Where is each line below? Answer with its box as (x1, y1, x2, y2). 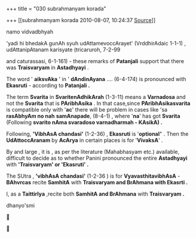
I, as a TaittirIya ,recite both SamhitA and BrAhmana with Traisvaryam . (6, 190, 185, 197)
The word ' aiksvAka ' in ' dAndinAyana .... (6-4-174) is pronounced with (6, 76, 186, 82)
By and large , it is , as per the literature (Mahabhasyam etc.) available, (6, 149, 180, 155)
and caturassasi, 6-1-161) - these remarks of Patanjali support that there (6, 58, 184, 64)
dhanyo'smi (6, 202, 35, 209)
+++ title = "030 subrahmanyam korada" (6, 5, 106, 12)
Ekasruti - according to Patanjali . (6, 82, 90, 89)
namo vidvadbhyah (6, 28, 54, 35)
